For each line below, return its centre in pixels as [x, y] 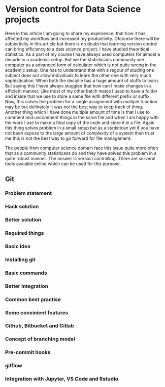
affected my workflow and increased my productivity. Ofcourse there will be [82, 39]
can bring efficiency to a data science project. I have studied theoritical [77, 49]
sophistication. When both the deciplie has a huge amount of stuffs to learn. [82, 81]
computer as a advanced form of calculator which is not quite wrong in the [81, 65]
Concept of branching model [40, 339]
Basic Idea [18, 246]
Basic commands [26, 273]
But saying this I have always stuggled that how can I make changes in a [78, 86]
